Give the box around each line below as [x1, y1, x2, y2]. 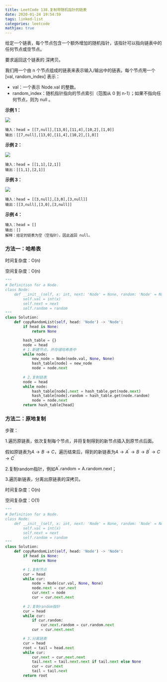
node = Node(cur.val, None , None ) [31, 581, 103, 586]
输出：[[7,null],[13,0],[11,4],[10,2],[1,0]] [5, 133, 99, 138]
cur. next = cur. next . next [31, 655, 85, 660]
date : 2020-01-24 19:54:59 [5, 12, 61, 17]
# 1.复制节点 [23, 567, 47, 572]
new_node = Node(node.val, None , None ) [31, 356, 114, 361]
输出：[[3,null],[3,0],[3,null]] [5, 202, 72, 207]
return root [23, 673, 48, 679]
